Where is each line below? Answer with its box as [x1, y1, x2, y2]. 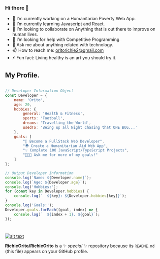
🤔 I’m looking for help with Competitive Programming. [12, 37, 121, 42]
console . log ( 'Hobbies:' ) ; [5, 185, 58, 189]
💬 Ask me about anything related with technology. [12, 42, 114, 48]
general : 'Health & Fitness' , [23, 111, 85, 116]
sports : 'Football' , [23, 116, 65, 121]
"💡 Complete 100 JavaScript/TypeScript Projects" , [23, 148, 129, 153]
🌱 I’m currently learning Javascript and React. [12, 21, 105, 27]
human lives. [12, 32, 38, 37]
